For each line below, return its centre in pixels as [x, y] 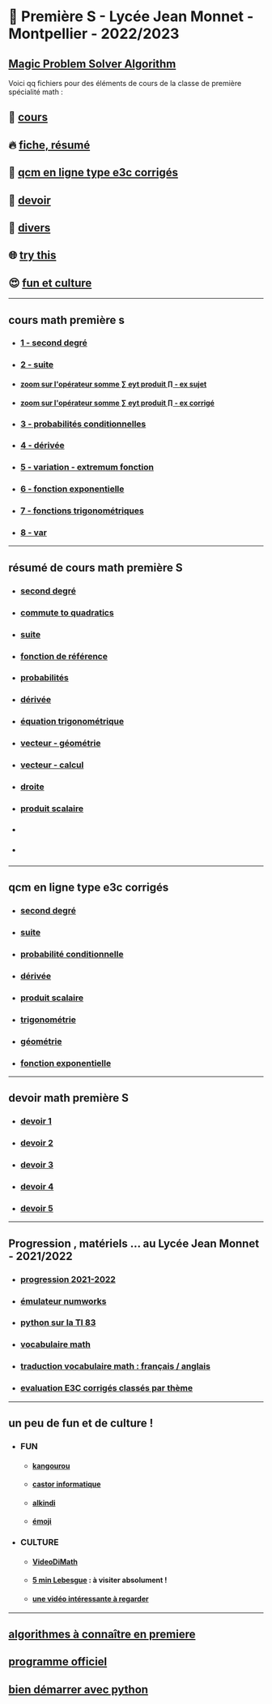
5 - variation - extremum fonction [87, 468]
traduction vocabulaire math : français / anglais [115, 1366]
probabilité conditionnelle [72, 954]
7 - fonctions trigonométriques [82, 511]
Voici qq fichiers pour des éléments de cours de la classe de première [125, 83]
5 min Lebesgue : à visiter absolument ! [100, 1580]
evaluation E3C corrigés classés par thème [106, 1388]
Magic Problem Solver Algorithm [92, 64]
